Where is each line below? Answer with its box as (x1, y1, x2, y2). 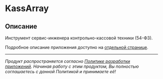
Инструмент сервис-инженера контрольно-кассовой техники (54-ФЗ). (5, 35, 153, 41)
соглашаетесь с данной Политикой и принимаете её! (5, 69, 116, 74)
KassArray (5, 3, 49, 14)
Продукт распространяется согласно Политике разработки (5, 59, 130, 64)
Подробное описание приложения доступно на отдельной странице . (5, 45, 148, 50)
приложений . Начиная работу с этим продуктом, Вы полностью (5, 63, 139, 69)
